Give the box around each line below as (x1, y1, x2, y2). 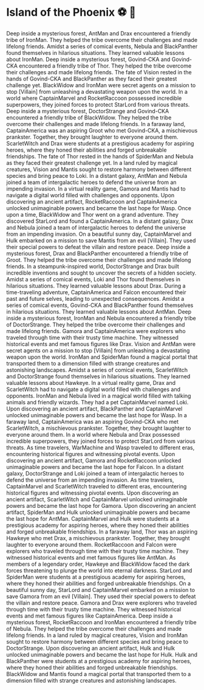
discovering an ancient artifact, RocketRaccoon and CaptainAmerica (6, 198, 177, 205)
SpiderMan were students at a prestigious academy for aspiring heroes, (6, 573, 186, 580)
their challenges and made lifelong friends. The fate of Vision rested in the (6, 68, 192, 76)
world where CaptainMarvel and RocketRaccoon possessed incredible (6, 94, 182, 102)
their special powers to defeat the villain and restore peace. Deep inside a (6, 243, 191, 250)
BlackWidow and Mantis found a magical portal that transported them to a (6, 670, 191, 677)
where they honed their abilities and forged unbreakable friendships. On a (6, 580, 191, 587)
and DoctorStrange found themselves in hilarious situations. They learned (6, 373, 191, 380)
